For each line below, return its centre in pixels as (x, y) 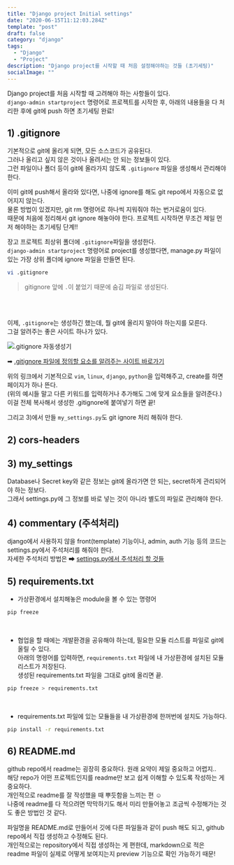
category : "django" (36, 40)
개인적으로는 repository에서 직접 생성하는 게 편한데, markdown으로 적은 (106, 845)
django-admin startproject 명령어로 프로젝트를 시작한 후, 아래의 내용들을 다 (112, 102)
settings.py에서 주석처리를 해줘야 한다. (60, 550)
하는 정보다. (30, 490)
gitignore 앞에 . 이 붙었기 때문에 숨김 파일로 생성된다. (96, 287)
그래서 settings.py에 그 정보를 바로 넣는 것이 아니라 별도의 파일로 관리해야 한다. (115, 499)
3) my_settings (40, 463)
